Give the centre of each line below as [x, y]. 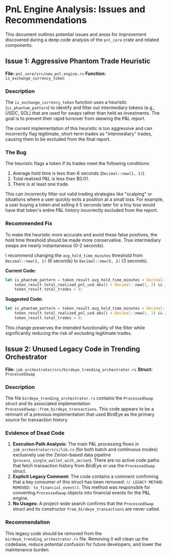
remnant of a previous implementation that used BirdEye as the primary [80, 414]
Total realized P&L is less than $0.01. [51, 179]
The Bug [16, 152]
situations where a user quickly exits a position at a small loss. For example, [84, 199]
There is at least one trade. [41, 184]
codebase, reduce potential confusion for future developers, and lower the [83, 544]
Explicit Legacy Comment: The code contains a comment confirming [85, 476]
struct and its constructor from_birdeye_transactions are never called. [86, 509]
